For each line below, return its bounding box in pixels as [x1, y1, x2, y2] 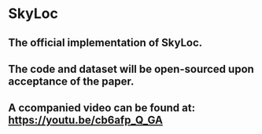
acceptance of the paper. [8, 74, 135, 88]
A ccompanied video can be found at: [8, 101, 195, 114]
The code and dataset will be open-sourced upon [8, 62, 254, 75]
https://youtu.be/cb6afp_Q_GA [8, 114, 164, 127]
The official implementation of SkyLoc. [8, 36, 203, 49]
